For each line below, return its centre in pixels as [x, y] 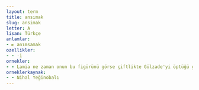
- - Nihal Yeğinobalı [33, 78]
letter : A [18, 28]
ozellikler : [21, 50]
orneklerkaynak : [26, 72]
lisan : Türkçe [24, 34]
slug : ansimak [24, 22]
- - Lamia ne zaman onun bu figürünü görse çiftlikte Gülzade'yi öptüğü [98, 67]
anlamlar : [18, 39]
